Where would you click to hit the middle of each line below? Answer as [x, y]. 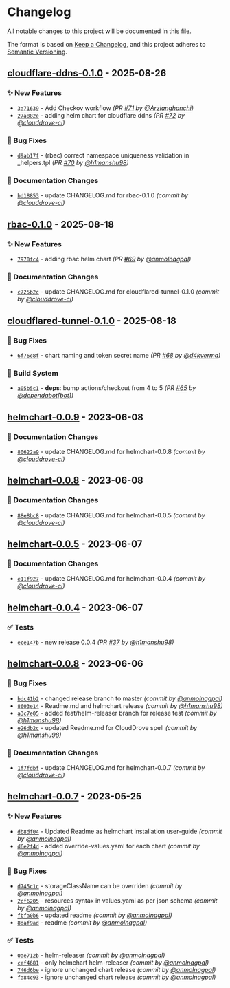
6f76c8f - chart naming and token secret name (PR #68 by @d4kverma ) [119, 355]
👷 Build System [33, 373]
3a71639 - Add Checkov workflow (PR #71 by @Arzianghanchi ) [105, 108]
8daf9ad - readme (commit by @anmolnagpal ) [82, 922]
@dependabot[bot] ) [45, 396]
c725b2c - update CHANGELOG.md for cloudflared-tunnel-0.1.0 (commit [118, 292]
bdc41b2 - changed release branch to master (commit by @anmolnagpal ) [120, 698]
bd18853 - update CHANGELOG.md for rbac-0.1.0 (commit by [103, 195]
